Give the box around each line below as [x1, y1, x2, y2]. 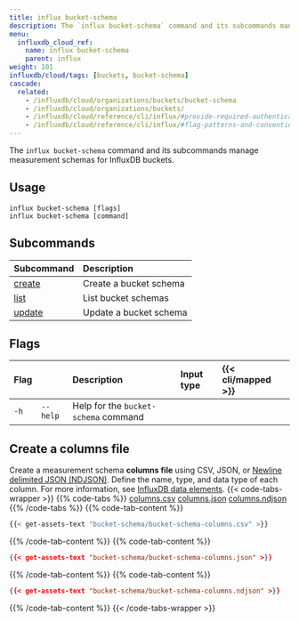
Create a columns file [9, 441, 131, 456]
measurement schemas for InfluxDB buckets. [9, 155, 175, 165]
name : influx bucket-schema [25, 46, 129, 55]
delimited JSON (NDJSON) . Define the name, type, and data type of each [9, 474, 279, 485]
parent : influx [25, 54, 82, 63]
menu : [9, 29, 29, 38]
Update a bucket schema [83, 306, 188, 319]
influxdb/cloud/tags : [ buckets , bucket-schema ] [9, 71, 190, 80]
